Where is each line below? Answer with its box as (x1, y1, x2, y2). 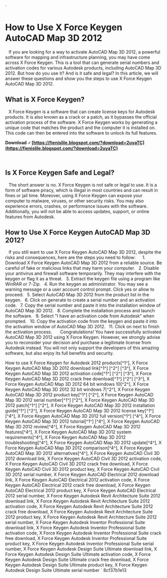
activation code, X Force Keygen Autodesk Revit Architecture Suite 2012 (5, 503, 153, 509)
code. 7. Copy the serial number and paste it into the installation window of (5, 302, 161, 308)
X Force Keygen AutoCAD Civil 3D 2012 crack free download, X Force (5, 461, 148, 467)
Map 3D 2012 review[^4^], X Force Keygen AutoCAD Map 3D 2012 (5, 424, 141, 430)
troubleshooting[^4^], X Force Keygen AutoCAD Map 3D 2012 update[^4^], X (5, 440, 162, 446)
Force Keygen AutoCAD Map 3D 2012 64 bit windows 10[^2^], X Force (5, 381, 149, 387)
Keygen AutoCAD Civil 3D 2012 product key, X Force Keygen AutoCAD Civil (5, 466, 160, 472)
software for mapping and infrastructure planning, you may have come (5, 54, 151, 60)
